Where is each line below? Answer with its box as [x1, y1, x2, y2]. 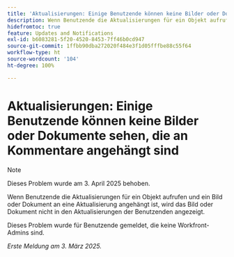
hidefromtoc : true [7, 23, 61, 30]
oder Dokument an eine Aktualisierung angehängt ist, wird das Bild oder [7, 200, 214, 208]
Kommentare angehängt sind [7, 142, 180, 158]
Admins [7, 228, 29, 237]
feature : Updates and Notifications [7, 29, 114, 37]
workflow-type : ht [7, 49, 61, 56]
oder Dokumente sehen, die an [7, 127, 188, 143]
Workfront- [177, 221, 210, 229]
